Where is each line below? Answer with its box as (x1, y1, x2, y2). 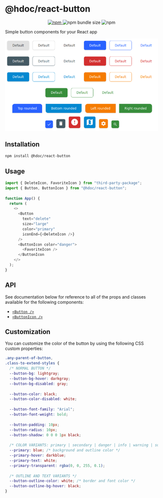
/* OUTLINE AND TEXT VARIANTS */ (9, 473, 77, 479)
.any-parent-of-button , (5, 356, 53, 361)
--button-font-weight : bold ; (9, 412, 68, 417)
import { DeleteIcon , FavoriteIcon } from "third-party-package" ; (5, 181, 142, 185)
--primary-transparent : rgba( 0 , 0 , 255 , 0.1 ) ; (9, 463, 105, 468)
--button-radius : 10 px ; (9, 427, 57, 432)
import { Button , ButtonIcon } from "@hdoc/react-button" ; (5, 185, 127, 190)
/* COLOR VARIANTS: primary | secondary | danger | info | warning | (9, 443, 153, 448)
